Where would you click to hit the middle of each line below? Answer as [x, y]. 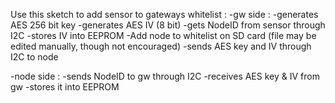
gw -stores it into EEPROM [65, 87]
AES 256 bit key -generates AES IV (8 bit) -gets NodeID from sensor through [168, 25]
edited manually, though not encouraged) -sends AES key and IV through [161, 46]
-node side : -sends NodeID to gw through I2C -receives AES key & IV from [165, 76]
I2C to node [34, 57]
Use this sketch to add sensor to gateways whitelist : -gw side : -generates [164, 14]
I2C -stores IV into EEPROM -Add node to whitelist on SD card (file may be [163, 35]
